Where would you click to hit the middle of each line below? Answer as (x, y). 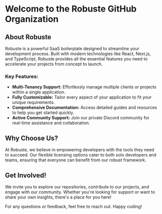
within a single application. (39, 92)
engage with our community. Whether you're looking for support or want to (80, 192)
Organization (32, 19)
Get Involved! (26, 175)
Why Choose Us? (32, 138)
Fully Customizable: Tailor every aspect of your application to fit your (82, 97)
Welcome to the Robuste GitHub (71, 9)
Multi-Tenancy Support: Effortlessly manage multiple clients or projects (84, 87)
